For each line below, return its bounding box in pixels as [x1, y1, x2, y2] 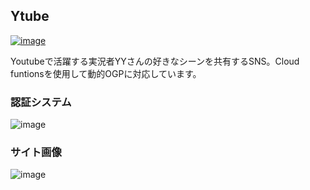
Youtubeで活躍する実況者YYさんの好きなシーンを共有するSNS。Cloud [10, 55, 300, 67]
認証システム [10, 95, 72, 109]
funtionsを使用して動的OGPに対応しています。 [10, 67, 202, 79]
